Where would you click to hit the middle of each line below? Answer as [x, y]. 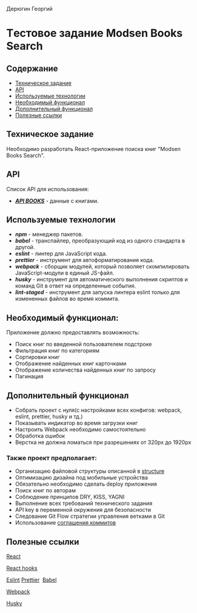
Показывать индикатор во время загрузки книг [76, 423]
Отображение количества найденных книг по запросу [85, 370]
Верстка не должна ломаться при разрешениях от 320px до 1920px [103, 443]
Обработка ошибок [40, 436]
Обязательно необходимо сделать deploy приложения [86, 484]
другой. [25, 247]
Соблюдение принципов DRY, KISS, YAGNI [70, 497]
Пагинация [29, 377]
